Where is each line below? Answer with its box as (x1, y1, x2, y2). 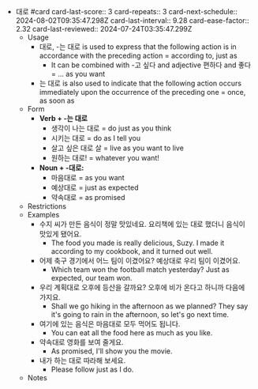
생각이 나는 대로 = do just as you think (50, 123, 172, 133)
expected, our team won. (50, 274, 133, 282)
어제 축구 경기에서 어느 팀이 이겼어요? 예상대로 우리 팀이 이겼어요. (39, 256, 241, 265)
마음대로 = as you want (50, 173, 125, 182)
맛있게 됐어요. (39, 229, 82, 239)
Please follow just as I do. (50, 364, 134, 374)
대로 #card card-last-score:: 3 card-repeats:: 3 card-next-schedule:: (15, 7, 238, 16)
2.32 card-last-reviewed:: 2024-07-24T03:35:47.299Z (15, 25, 193, 33)
